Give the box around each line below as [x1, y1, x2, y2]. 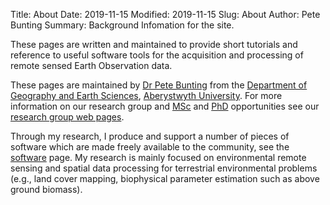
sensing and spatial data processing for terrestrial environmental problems [10, 162, 318, 174]
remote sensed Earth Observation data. [10, 60, 173, 71]
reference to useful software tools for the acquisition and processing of [10, 49, 304, 61]
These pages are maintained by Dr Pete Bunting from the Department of [10, 79, 308, 91]
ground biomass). [10, 184, 83, 195]
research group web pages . [10, 111, 125, 123]
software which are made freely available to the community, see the [10, 141, 290, 153]
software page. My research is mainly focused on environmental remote [10, 152, 307, 163]
